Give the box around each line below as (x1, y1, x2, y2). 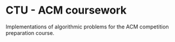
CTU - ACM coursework (5, 4, 127, 17)
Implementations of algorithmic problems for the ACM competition (5, 23, 169, 30)
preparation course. (5, 29, 55, 36)
